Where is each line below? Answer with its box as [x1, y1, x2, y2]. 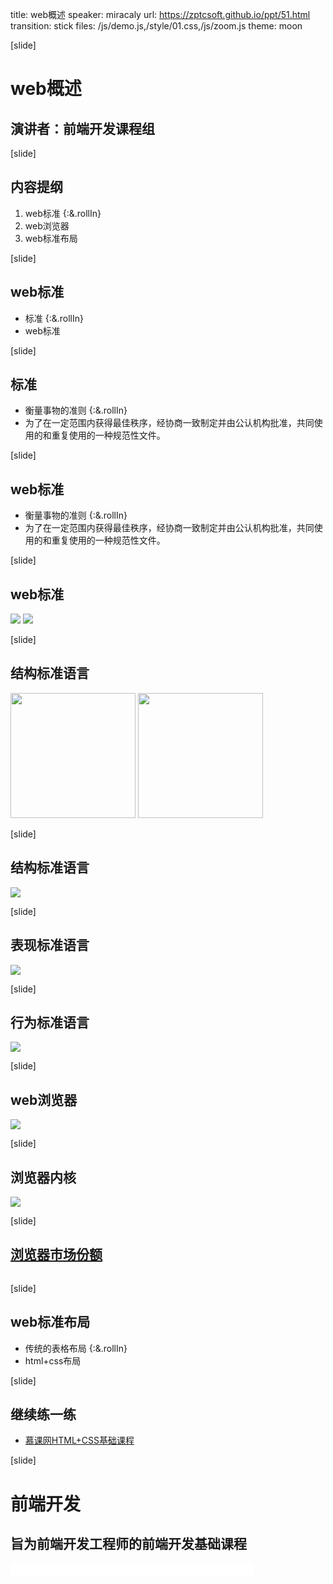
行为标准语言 [10, 1014, 90, 1031]
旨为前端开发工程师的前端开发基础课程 [10, 1535, 247, 1552]
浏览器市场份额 [10, 1246, 103, 1263]
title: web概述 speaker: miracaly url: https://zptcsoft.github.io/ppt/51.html [10, 9, 311, 20]
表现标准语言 [10, 937, 90, 954]
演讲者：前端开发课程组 [10, 120, 155, 137]
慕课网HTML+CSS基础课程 [24, 1434, 135, 1447]
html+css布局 [24, 1354, 82, 1367]
